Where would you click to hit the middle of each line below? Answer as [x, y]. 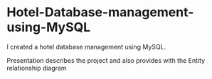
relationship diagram [37, 68]
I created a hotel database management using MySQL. [86, 47]
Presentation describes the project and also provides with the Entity [106, 60]
